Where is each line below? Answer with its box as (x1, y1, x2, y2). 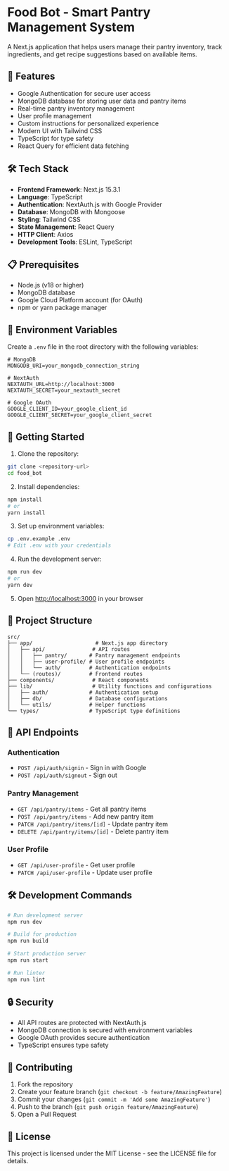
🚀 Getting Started (7, 430, 85, 442)
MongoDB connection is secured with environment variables (17, 1026, 193, 1034)
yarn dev (7, 581, 33, 588)
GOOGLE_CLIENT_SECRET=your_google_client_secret (7, 411, 152, 419)
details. (7, 1157, 29, 1165)
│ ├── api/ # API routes (7, 645, 131, 652)
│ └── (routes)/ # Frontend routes (7, 670, 143, 677)
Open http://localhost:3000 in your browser (17, 594, 144, 602)
